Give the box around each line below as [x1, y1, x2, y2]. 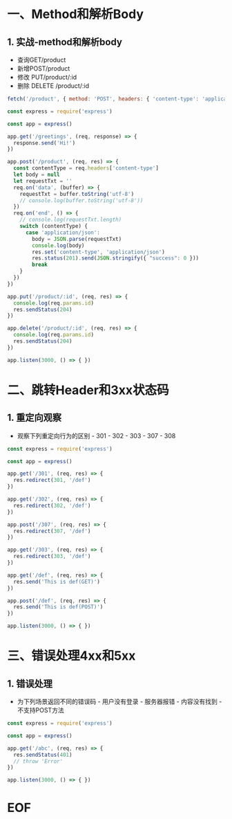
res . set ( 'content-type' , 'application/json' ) [32, 249, 166, 255]
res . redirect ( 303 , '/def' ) [13, 553, 91, 560]
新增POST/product [17, 64, 70, 73]
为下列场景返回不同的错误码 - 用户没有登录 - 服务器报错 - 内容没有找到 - [17, 697, 222, 705]
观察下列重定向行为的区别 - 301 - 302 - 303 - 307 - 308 [17, 431, 176, 440]
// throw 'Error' [13, 757, 64, 765]
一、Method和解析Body [7, 6, 144, 22]
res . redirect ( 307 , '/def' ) [13, 528, 91, 534]
